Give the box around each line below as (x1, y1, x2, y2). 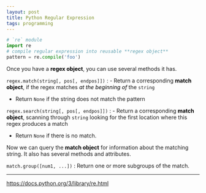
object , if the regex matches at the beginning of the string (6, 83, 155, 90)
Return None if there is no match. (15, 132, 97, 139)
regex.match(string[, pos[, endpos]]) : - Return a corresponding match (6, 77, 192, 84)
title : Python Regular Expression (6, 15, 95, 21)
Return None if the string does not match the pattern (15, 95, 145, 103)
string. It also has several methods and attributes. (6, 150, 131, 158)
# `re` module (6, 37, 43, 43)
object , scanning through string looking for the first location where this (6, 114, 188, 121)
